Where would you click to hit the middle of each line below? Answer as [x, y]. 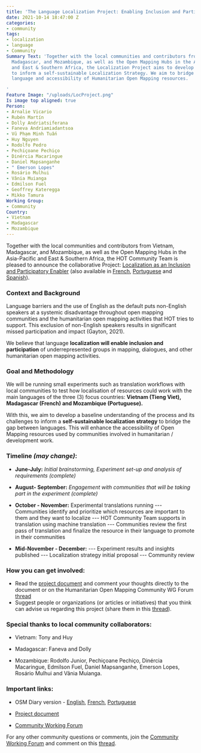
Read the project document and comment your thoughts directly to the [102, 583]
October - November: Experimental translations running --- [89, 505]
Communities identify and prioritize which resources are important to [100, 511]
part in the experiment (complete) [56, 493]
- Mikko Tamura [25, 195]
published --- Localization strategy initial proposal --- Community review [105, 555]
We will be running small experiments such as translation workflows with [96, 385]
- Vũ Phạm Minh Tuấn [32, 134]
